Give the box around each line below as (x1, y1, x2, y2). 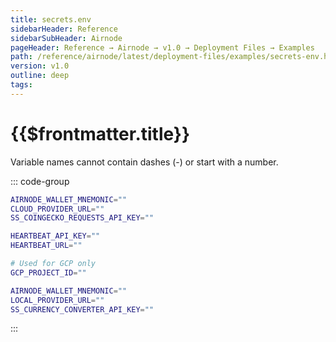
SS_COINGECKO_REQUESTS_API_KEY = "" (10, 213, 155, 223)
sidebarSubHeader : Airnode (10, 33, 123, 43)
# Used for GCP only (10, 259, 97, 269)
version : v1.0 (10, 61, 70, 71)
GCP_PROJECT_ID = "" (10, 267, 87, 278)
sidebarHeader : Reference (10, 24, 118, 34)
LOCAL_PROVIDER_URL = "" (10, 295, 105, 305)
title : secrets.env (10, 14, 92, 25)
